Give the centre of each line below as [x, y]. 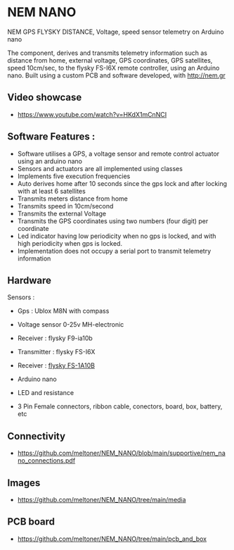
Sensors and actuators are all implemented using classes [100, 168]
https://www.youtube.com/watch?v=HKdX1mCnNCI [92, 114]
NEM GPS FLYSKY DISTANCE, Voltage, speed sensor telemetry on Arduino [116, 32]
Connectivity [36, 436]
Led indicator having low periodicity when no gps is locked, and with [117, 236]
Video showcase [45, 98]
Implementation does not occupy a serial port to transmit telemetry [114, 251]
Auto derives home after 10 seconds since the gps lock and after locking [122, 183]
